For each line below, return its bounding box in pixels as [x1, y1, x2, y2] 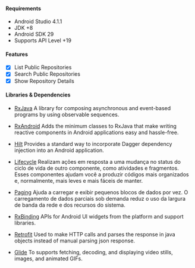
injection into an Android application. [14, 147, 105, 154]
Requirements [5, 5, 42, 12]
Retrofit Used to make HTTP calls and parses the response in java [14, 230, 176, 238]
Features [5, 51, 28, 58]
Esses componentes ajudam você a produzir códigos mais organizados [14, 170, 189, 178]
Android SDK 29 [14, 30, 54, 38]
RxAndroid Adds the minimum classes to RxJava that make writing [14, 122, 177, 129]
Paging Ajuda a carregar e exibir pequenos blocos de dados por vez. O [14, 188, 188, 196]
